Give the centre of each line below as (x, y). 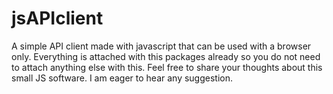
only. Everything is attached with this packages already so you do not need (166, 56)
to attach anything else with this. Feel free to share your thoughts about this (167, 67)
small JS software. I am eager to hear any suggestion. (122, 78)
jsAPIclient (57, 18)
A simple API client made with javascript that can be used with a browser (161, 46)
